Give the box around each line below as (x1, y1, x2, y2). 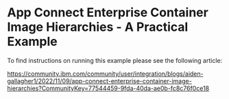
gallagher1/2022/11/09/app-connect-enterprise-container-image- (7, 76, 192, 85)
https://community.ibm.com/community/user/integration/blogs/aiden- (7, 70, 204, 78)
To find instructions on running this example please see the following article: (7, 56, 223, 64)
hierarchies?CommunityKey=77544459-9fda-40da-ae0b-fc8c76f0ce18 (7, 84, 210, 92)
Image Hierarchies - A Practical (7, 19, 189, 35)
